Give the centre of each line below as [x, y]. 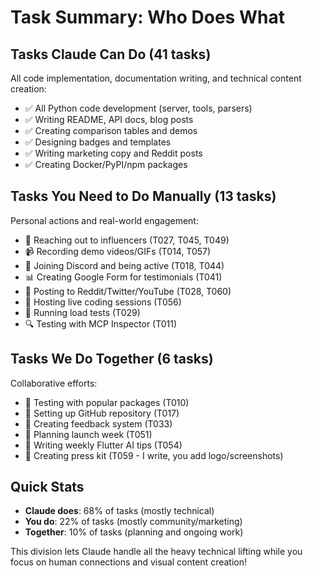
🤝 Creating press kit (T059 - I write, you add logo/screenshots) [154, 455]
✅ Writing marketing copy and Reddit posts [113, 153]
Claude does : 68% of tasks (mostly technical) [119, 511]
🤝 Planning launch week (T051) [88, 434]
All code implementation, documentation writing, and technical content [156, 78]
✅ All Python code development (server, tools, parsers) [138, 108]
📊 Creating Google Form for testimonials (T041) [123, 277]
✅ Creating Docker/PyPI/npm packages [106, 164]
